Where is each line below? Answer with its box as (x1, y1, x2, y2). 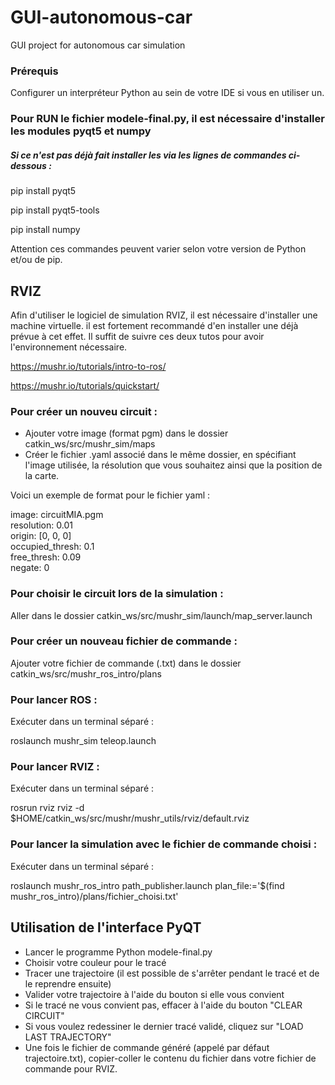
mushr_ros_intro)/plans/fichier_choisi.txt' (10, 890, 179, 902)
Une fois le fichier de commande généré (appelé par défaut (24, 1041, 270, 1053)
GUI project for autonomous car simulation (10, 39, 186, 51)
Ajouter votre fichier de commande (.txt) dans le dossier (10, 657, 242, 669)
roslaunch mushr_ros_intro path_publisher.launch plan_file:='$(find (10, 879, 285, 891)
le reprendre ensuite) (24, 977, 112, 990)
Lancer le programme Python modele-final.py (24, 946, 213, 958)
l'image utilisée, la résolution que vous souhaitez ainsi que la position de (24, 459, 323, 471)
